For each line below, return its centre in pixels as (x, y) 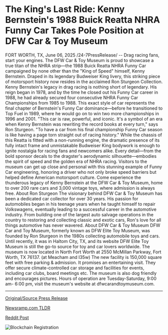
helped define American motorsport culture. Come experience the (73, 177)
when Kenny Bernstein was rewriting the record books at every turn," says (82, 124)
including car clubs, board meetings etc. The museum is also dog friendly (81, 273)
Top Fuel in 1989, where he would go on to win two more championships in (82, 113)
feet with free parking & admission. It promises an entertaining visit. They (80, 262)
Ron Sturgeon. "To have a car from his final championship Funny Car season (84, 129)
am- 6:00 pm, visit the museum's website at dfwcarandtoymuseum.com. (80, 283)
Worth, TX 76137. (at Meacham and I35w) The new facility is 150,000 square (83, 257)
